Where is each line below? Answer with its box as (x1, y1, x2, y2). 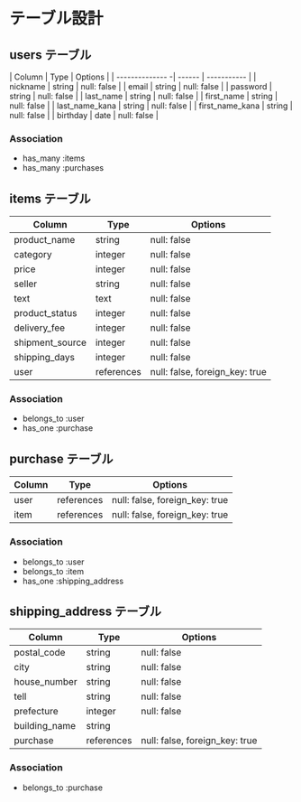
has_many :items (22, 153, 86, 163)
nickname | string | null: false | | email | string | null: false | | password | (9, 81, 272, 91)
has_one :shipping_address (22, 575, 124, 586)
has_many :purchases (22, 163, 105, 173)
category (14, 248, 52, 261)
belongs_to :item (22, 565, 85, 576)
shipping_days (14, 351, 75, 364)
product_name (14, 234, 76, 247)
